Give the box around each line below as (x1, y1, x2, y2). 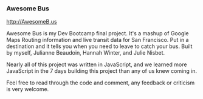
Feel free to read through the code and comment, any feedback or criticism (6, 79, 195, 86)
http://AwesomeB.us (6, 18, 57, 26)
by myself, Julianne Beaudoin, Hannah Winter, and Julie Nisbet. (6, 49, 165, 56)
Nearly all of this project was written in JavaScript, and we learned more (6, 61, 187, 68)
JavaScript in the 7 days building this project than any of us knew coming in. (6, 67, 198, 75)
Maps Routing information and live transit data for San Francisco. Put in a (6, 36, 189, 44)
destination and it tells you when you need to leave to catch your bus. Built (6, 43, 193, 50)
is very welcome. (6, 86, 49, 93)
